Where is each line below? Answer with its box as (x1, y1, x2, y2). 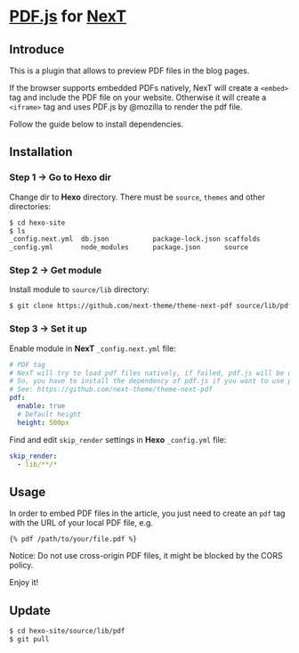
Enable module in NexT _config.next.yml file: (9, 343, 176, 354)
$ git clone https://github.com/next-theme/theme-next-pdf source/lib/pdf (9, 301, 293, 311)
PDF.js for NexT (9, 6, 127, 27)
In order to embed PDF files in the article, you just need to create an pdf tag (9, 508, 286, 518)
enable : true (17, 402, 66, 411)
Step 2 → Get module (9, 265, 102, 277)
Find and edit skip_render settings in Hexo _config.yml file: (9, 434, 227, 445)
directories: (9, 200, 52, 211)
